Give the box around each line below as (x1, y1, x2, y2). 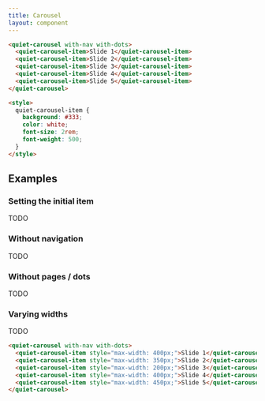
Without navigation (8, 234, 84, 245)
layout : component (8, 19, 69, 27)
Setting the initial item (8, 195, 95, 206)
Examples (8, 172, 58, 186)
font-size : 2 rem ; (22, 128, 80, 137)
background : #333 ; (22, 114, 83, 122)
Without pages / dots (8, 271, 91, 282)
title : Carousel (8, 11, 62, 20)
